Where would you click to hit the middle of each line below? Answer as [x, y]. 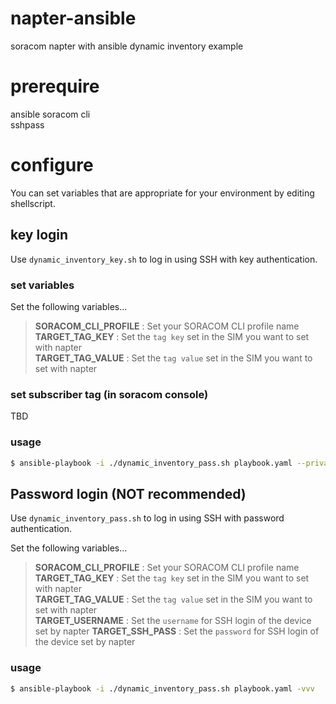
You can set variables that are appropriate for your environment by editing [162, 193]
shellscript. [33, 203]
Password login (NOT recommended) [128, 493]
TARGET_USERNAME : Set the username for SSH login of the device [173, 621]
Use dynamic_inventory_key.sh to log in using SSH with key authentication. [164, 259]
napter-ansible [73, 18]
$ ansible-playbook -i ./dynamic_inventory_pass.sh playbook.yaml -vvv [162, 688]
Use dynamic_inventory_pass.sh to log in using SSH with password [147, 518]
